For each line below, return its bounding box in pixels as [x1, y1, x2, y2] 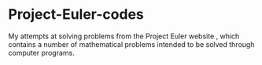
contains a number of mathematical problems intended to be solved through [8, 39, 255, 49]
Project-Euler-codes [8, 5, 144, 23]
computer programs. [8, 48, 75, 57]
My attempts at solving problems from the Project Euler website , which [8, 31, 240, 41]
